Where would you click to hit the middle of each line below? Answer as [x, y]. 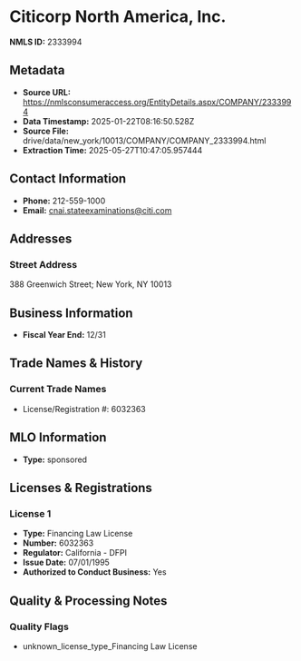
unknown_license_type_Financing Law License [110, 646]
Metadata [37, 70]
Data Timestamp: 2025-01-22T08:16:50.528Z [108, 121]
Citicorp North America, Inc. [118, 17]
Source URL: [46, 92]
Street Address [44, 264]
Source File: [46, 131]
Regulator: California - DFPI [74, 553]
